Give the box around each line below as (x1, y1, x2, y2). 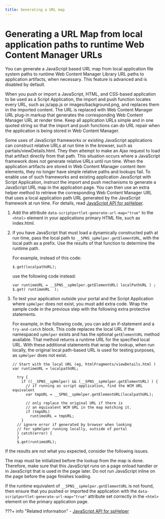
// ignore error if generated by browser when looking (17, 422, 132, 427)
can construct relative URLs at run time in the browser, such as (5, 142, 132, 148)
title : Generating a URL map (5, 7, 65, 12)
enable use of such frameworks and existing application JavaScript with (5, 173, 152, 180)
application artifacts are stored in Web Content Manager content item (5, 163, 146, 169)
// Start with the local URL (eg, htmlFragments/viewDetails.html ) (12, 362, 156, 367)
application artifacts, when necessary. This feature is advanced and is (5, 76, 147, 82)
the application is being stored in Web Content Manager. (5, 128, 120, 134)
